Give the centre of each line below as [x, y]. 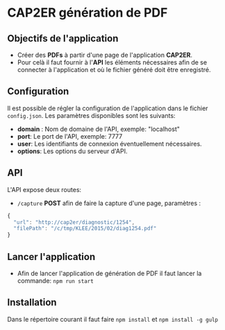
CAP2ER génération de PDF [87, 13]
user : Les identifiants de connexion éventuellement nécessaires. [110, 144]
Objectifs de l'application [63, 38]
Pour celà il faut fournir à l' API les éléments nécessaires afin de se [112, 62]
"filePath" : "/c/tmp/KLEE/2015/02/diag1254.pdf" [85, 229]
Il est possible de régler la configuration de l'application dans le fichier [108, 108]
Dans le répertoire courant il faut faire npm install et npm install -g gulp [113, 319]
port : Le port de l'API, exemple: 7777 [70, 136]
